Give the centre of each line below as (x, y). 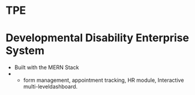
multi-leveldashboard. (50, 87)
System (25, 51)
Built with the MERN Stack (46, 67)
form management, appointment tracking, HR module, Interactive (103, 80)
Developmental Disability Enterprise (97, 38)
